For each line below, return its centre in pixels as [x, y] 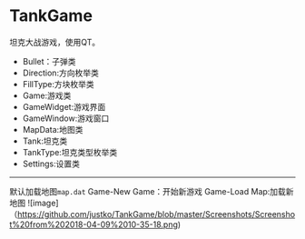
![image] [43, 203]
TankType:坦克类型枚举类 [70, 152]
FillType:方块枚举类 [59, 84]
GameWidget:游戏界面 [64, 106]
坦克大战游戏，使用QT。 [55, 42]
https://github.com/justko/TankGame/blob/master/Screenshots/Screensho [157, 214]
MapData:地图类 [53, 129]
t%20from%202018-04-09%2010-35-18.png [94, 224]
